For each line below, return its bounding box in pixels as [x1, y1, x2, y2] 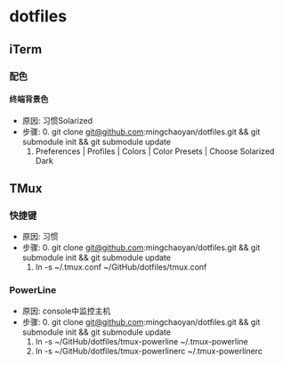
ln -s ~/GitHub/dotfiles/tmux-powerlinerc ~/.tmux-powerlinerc [35, 345, 263, 356]
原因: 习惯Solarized [21, 115, 93, 126]
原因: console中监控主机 [21, 305, 111, 316]
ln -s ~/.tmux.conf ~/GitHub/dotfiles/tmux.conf [35, 262, 207, 272]
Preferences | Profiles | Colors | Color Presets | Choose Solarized [35, 145, 275, 157]
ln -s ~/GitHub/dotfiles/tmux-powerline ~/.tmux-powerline [35, 336, 248, 346]
